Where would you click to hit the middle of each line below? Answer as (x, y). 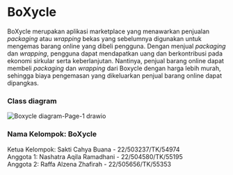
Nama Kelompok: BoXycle (52, 134)
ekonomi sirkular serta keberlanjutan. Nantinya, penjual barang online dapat (116, 60)
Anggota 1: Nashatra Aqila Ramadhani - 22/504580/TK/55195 (95, 156)
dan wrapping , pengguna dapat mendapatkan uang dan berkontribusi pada (115, 53)
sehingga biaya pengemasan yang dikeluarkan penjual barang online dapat (115, 75)
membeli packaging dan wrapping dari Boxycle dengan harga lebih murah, (114, 68)
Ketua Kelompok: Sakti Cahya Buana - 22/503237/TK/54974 (94, 149)
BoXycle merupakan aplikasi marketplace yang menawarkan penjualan (109, 31)
